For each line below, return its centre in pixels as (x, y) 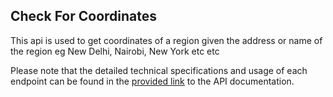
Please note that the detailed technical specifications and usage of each (159, 70)
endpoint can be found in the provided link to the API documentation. (152, 81)
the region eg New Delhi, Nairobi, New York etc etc (115, 51)
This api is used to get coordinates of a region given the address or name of (166, 40)
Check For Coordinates (84, 16)
